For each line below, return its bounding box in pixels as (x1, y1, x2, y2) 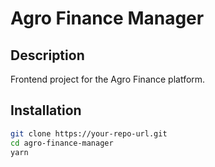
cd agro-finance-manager (10, 138, 114, 148)
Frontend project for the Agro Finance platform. (10, 73, 206, 85)
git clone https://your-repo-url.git (10, 128, 168, 139)
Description (10, 47, 85, 64)
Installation (10, 102, 82, 119)
